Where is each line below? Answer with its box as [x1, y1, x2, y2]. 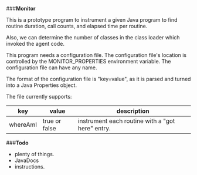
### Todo [6, 139, 29, 146]
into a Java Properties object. [6, 82, 77, 89]
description [116, 107, 150, 115]
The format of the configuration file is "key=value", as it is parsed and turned [6, 76, 191, 82]
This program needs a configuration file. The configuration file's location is [6, 52, 186, 58]
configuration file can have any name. [6, 64, 98, 71]
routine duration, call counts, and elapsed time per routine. [6, 23, 148, 29]
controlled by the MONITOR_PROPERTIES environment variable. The [6, 58, 171, 65]
